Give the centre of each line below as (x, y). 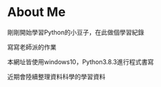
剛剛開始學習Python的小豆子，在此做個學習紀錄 (76, 32)
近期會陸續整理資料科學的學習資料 (56, 77)
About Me (36, 12)
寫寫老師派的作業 (32, 47)
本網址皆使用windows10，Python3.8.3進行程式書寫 (80, 62)
